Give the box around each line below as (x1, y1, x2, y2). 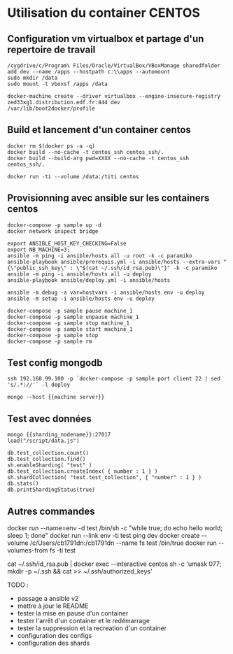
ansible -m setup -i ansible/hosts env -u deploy (7, 295, 155, 302)
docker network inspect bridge (7, 227, 99, 235)
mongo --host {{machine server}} (7, 394, 105, 401)
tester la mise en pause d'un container (17, 609, 129, 618)
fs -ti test (49, 546, 76, 555)
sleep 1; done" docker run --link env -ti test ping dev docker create (7, 532, 200, 540)
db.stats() (7, 481, 39, 488)
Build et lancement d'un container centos (7, 124, 191, 136)
